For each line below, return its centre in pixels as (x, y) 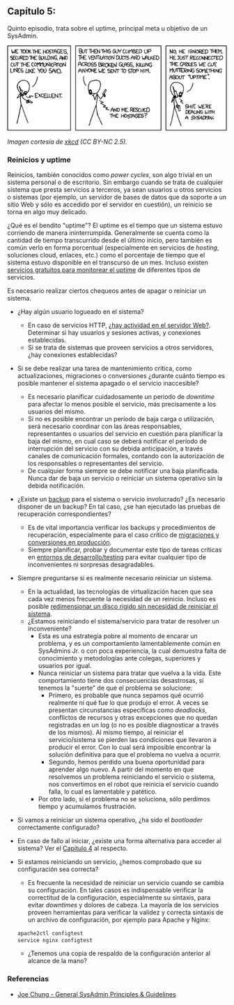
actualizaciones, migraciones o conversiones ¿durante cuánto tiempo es (121, 376)
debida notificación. (56, 486)
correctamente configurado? (58, 828)
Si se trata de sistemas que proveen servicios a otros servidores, (121, 347)
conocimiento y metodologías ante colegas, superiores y (119, 658)
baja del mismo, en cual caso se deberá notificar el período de (117, 441)
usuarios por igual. (65, 666)
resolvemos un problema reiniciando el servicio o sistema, (132, 777)
